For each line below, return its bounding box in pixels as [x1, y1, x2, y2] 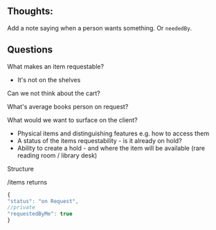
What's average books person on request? [7, 102, 129, 111]
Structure [7, 164, 35, 173]
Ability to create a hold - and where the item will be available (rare [17, 144, 206, 152]
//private [7, 204, 36, 211]
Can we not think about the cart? [7, 89, 100, 97]
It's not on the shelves [17, 75, 81, 84]
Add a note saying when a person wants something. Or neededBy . [7, 23, 192, 32]
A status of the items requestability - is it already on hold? [17, 136, 182, 144]
